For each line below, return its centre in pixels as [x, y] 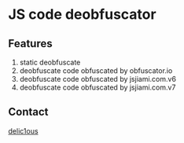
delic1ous [23, 130]
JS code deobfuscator [82, 15]
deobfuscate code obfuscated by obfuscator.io [96, 71]
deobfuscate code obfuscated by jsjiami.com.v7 [98, 87]
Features [30, 44]
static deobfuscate [50, 62]
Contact [28, 112]
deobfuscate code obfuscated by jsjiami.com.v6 [98, 79]
